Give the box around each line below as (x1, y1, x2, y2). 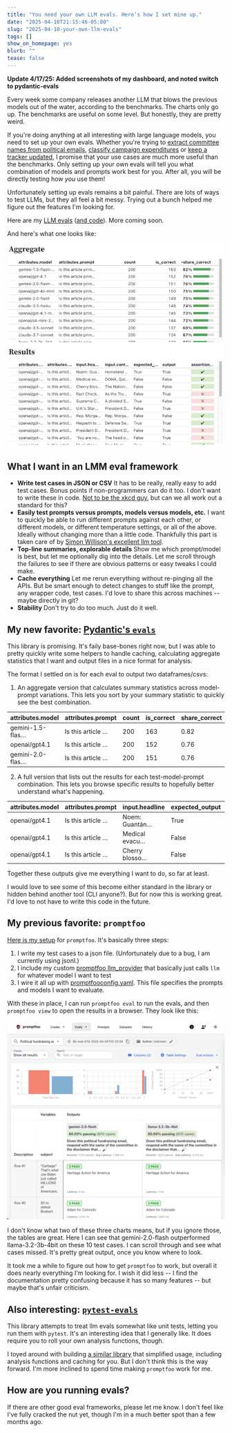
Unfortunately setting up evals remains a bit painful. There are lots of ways (7, 188, 220, 196)
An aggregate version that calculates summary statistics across (17, 683, 198, 692)
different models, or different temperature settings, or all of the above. (17, 523, 217, 532)
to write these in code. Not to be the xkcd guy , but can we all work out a (17, 494, 222, 502)
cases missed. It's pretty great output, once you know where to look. (7, 1248, 203, 1256)
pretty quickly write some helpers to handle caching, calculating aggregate (7, 650, 221, 658)
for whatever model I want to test (17, 971, 112, 979)
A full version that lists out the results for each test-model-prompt (17, 773, 204, 781)
